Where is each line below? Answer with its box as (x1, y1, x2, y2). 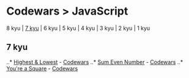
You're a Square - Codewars (6, 65, 78, 72)
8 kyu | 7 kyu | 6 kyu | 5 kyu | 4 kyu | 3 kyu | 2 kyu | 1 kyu (6, 24, 150, 32)
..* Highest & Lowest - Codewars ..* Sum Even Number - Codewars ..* (6, 58, 183, 65)
